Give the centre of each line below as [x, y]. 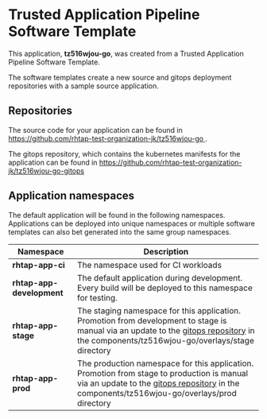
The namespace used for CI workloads [149, 265]
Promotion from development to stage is [152, 320]
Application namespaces [72, 196]
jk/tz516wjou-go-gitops [46, 171]
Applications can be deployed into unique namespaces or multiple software [132, 223]
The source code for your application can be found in [95, 130]
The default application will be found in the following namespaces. [117, 215]
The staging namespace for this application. [159, 310]
